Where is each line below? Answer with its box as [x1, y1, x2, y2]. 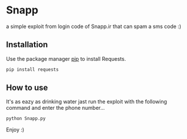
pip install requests [6, 67, 59, 72]
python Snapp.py [6, 116, 46, 121]
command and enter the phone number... [6, 105, 106, 112]
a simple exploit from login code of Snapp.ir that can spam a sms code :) [6, 23, 182, 30]
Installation [6, 40, 48, 50]
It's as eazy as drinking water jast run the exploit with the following [6, 98, 167, 105]
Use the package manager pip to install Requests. [6, 55, 126, 62]
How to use [6, 83, 48, 93]
